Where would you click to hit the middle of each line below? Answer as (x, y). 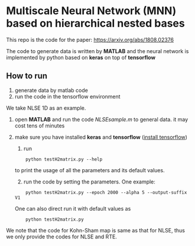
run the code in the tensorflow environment (67, 96)
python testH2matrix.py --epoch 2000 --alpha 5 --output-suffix (106, 192)
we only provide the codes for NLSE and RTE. (61, 237)
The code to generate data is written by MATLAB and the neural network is (97, 51)
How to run (27, 76)
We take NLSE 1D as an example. (46, 108)
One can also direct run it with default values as (73, 208)
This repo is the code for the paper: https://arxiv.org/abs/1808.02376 (90, 40)
